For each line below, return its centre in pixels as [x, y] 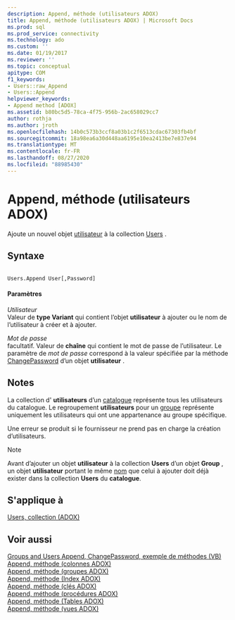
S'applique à [35, 500]
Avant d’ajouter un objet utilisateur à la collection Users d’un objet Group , [115, 463]
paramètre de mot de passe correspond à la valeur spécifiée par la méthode [118, 353]
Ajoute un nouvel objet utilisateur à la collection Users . [87, 234]
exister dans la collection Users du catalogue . [75, 478]
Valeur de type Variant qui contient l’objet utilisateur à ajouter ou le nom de [117, 317]
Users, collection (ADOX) [44, 517]
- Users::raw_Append [38, 86]
